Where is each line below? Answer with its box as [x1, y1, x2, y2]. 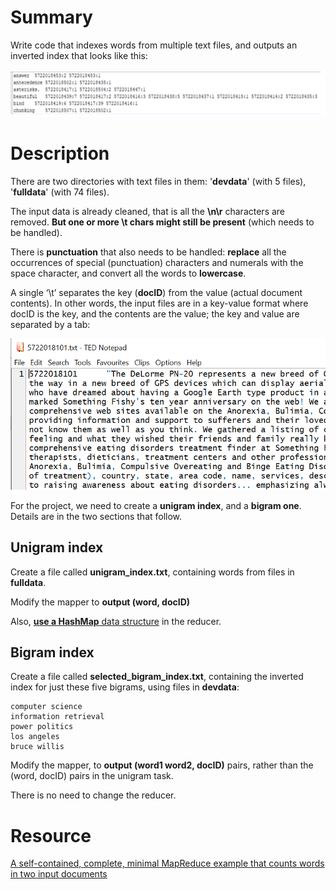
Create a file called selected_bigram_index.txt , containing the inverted [10, 671, 304, 683]
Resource [10, 824, 92, 847]
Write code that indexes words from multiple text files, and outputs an [10, 39, 298, 51]
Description [10, 142, 110, 165]
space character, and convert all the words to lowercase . [10, 267, 247, 279]
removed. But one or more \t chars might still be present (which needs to [10, 216, 315, 228]
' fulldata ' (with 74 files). [10, 186, 110, 198]
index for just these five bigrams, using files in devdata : [10, 681, 240, 693]
